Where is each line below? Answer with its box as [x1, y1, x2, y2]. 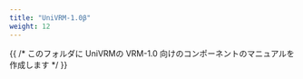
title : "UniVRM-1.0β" [9, 13, 92, 23]
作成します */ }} [9, 59, 68, 70]
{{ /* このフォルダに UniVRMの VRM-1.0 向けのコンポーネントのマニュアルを [9, 47, 295, 59]
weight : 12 [9, 22, 51, 31]
